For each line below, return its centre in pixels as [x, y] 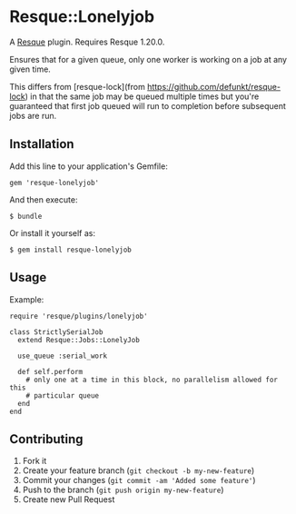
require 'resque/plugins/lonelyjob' [79, 316]
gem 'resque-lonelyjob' [54, 183]
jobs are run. [33, 115]
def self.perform [50, 371]
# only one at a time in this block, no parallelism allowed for [152, 380]
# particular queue [63, 395]
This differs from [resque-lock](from [77, 86]
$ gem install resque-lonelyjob [70, 250]
